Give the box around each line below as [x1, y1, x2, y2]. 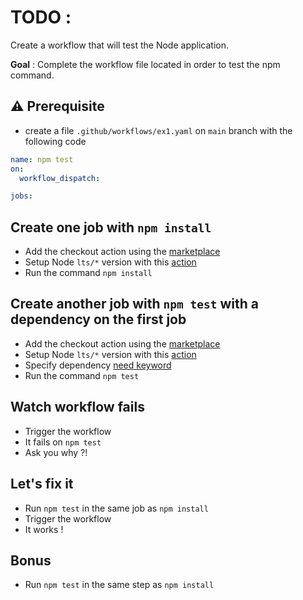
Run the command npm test [24, 369, 140, 381]
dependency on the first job [10, 311, 187, 328]
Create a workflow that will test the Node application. [10, 39, 229, 51]
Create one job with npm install [10, 219, 212, 236]
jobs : [10, 191, 33, 201]
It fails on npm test [24, 436, 102, 448]
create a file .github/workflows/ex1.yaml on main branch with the [24, 124, 293, 136]
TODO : [10, 6, 72, 29]
